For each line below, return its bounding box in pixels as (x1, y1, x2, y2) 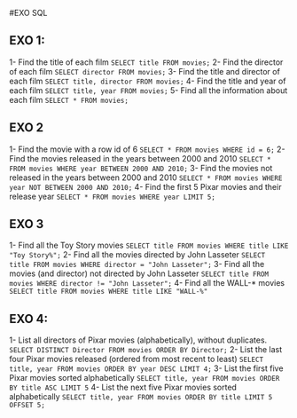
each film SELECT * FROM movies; (9, 94, 129, 105)
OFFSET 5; (9, 401, 46, 410)
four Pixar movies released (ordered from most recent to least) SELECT (9, 354, 264, 365)
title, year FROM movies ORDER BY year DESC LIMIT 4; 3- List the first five (9, 363, 284, 374)
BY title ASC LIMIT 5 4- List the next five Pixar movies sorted (9, 382, 238, 393)
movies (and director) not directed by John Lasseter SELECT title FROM (9, 268, 269, 279)
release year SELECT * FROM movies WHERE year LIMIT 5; (9, 191, 215, 201)
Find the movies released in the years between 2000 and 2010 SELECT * (9, 153, 272, 163)
